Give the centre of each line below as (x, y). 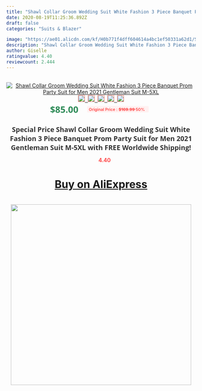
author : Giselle (26, 51)
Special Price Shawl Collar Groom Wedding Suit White (101, 129)
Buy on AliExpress (101, 185)
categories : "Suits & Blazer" (44, 29)
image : (14, 40)
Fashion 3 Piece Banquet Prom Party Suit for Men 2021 (101, 138)
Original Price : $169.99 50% (117, 109)
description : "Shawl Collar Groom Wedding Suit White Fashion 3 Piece (96, 45)
